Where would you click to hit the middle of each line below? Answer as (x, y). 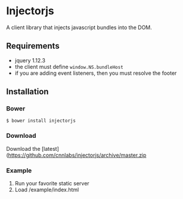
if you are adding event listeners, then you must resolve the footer (96, 73)
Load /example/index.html (47, 190)
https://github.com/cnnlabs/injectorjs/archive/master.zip (77, 155)
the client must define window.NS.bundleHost (69, 67)
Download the (23, 149)
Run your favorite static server (52, 184)
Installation (27, 92)
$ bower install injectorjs (41, 121)
